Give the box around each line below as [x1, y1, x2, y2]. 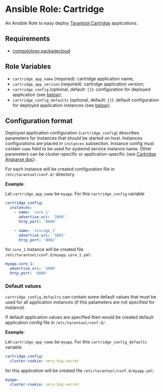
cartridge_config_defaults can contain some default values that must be [5, 294, 156, 300]
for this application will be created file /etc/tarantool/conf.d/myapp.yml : [5, 367, 154, 373]
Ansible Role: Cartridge [5, 3, 104, 15]
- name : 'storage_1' [14, 228, 57, 233]
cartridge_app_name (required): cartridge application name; [12, 75, 134, 81]
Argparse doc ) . [5, 156, 37, 162]
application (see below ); [12, 91, 62, 97]
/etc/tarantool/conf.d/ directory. [5, 171, 76, 177]
